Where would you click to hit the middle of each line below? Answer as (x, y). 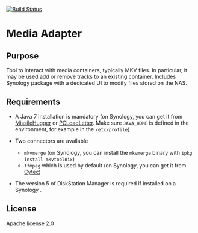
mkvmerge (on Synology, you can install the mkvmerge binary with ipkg (108, 152)
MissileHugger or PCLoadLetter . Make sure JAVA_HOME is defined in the (102, 123)
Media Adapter (44, 34)
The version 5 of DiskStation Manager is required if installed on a (95, 183)
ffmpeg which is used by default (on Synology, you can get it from (105, 165)
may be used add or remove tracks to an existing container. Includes (91, 76)
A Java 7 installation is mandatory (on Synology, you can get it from (99, 116)
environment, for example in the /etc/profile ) (72, 129)
